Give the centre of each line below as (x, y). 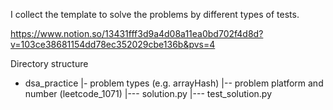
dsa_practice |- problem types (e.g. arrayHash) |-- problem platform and (174, 83)
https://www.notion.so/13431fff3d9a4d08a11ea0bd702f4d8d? (137, 33)
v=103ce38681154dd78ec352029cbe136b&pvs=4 (113, 44)
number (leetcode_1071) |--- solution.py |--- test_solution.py (148, 93)
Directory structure (49, 63)
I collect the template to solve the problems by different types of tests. (155, 14)
